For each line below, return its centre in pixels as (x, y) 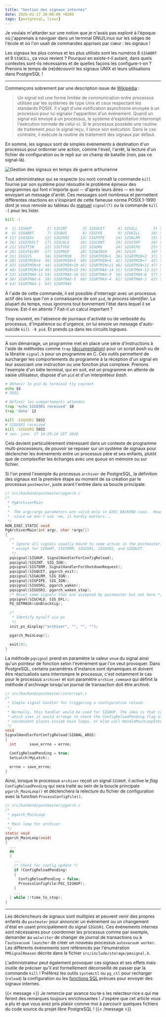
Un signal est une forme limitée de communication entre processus (85, 98)
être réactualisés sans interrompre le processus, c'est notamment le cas (79, 674)
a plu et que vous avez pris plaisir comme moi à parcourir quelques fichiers (82, 1004)
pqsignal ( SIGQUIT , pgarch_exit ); (44, 572)
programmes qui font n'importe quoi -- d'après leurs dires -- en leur (74, 190)
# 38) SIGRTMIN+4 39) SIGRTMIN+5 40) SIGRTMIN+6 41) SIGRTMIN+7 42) (82, 261)
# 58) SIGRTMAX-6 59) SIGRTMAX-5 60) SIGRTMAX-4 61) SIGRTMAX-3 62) (82, 279)
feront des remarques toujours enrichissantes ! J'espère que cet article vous (83, 998)
